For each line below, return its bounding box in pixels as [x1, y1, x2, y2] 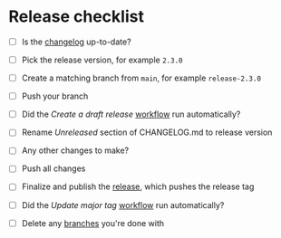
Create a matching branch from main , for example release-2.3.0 [21, 72, 262, 83]
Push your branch [21, 90, 89, 101]
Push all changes [21, 163, 86, 174]
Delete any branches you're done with [21, 217, 165, 228]
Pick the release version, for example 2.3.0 [21, 54, 183, 65]
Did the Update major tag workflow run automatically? [21, 199, 225, 210]
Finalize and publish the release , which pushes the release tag [21, 181, 255, 192]
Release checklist [8, 6, 144, 27]
